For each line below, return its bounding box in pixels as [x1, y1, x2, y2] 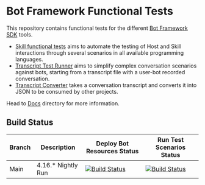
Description [40, 143, 76, 152]
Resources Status [86, 147, 139, 155]
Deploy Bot [96, 139, 129, 147]
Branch [9, 143, 31, 152]
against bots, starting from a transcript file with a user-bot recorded [15, 68, 185, 75]
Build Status [6, 117, 54, 128]
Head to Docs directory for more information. [6, 99, 120, 107]
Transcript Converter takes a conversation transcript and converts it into [15, 81, 197, 89]
